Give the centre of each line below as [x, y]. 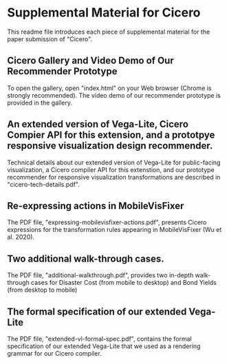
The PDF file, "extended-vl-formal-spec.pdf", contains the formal [99, 339]
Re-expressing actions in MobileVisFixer [96, 205]
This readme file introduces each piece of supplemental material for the [109, 32]
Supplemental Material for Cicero [104, 13]
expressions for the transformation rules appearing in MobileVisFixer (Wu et [115, 230]
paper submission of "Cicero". [50, 39]
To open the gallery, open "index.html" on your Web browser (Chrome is [109, 88]
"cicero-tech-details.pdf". [44, 184]
